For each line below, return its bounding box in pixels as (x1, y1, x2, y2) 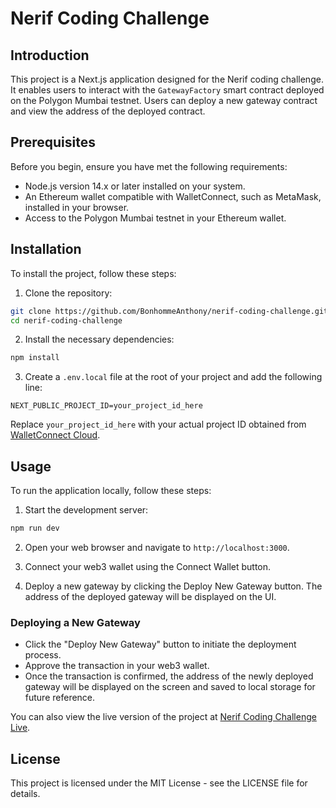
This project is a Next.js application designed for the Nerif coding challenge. (10, 73, 324, 85)
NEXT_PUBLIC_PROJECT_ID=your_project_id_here (10, 401, 203, 411)
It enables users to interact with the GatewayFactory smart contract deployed (10, 84, 325, 96)
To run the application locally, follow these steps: (10, 485, 212, 497)
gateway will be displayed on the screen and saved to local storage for (24, 681, 316, 693)
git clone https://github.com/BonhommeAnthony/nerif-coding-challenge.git (10, 306, 329, 316)
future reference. (24, 692, 96, 704)
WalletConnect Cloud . (10, 429, 101, 441)
